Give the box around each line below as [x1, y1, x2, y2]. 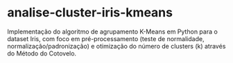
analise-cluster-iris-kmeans [7, 5, 173, 21]
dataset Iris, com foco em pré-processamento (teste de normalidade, [7, 34, 205, 42]
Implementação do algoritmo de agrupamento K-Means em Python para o [7, 27, 218, 36]
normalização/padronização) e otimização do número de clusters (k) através [7, 42, 226, 50]
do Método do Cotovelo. [7, 49, 77, 58]
